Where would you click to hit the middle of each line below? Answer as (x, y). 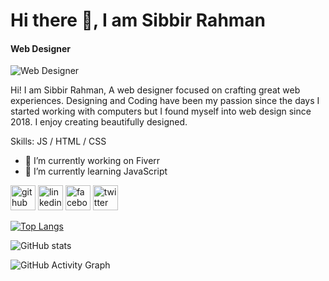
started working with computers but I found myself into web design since (161, 111)
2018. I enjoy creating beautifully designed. (99, 122)
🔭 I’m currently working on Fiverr (92, 161)
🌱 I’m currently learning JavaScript (96, 171)
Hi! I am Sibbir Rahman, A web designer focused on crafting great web (155, 90)
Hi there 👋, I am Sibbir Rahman (138, 20)
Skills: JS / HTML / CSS (58, 141)
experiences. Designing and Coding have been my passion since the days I (165, 101)
